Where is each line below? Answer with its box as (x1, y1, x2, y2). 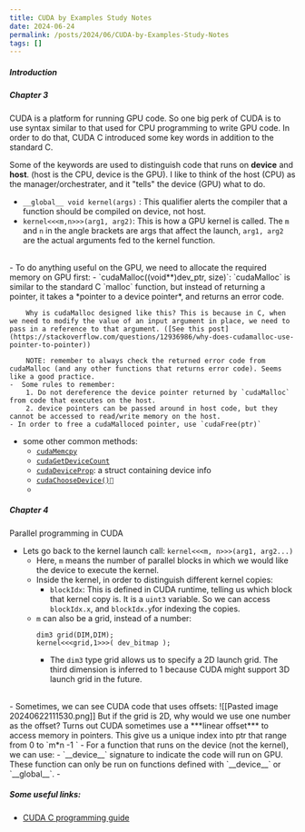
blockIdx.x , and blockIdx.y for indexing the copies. (49, 603, 241, 614)
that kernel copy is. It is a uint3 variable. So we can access (49, 593, 271, 604)
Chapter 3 (9, 90, 49, 101)
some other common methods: (22, 435, 138, 446)
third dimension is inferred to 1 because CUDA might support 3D (49, 664, 290, 675)
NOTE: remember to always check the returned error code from (25, 356, 266, 365)
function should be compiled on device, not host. (22, 205, 207, 216)
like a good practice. (9, 371, 95, 381)
